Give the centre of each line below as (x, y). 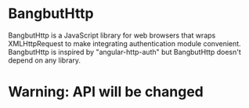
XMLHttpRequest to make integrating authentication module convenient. (125, 43)
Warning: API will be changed (106, 92)
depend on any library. (44, 60)
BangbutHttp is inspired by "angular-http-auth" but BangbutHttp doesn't (125, 52)
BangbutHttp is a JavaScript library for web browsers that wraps (112, 35)
